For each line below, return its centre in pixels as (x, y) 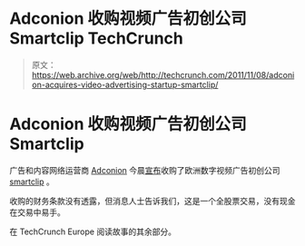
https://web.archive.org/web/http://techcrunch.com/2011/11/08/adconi (163, 74)
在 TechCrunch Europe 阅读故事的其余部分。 (93, 231)
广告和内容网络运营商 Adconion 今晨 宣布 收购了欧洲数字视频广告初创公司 (145, 170)
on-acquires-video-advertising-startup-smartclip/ (125, 84)
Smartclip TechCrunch (96, 39)
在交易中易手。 (37, 212)
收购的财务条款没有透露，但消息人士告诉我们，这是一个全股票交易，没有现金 (152, 201)
